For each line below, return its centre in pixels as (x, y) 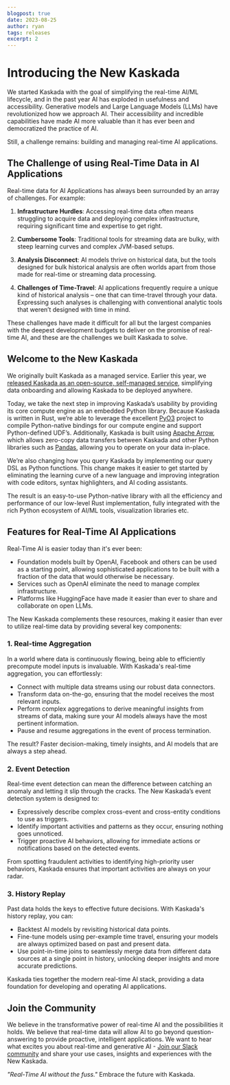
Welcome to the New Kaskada (73, 359)
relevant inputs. (39, 701)
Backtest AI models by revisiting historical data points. (93, 929)
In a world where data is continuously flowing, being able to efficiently (106, 659)
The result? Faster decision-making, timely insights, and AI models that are (113, 744)
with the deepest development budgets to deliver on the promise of (102, 330)
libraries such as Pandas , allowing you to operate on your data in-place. (109, 447)
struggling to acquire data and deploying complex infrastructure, (108, 218)
